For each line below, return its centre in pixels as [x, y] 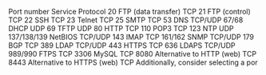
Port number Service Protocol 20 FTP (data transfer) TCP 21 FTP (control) [130, 12]
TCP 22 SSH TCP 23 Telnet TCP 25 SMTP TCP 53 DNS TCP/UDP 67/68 [126, 20]
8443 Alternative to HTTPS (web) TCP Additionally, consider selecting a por [133, 62]
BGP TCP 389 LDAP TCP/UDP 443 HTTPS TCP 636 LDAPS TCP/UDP [122, 45]
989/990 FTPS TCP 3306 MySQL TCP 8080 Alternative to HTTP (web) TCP [133, 54]
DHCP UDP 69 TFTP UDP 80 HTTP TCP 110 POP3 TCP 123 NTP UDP [121, 28]
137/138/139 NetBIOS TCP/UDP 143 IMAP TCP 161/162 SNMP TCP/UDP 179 [131, 37]
